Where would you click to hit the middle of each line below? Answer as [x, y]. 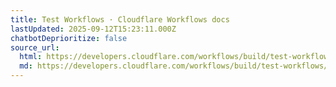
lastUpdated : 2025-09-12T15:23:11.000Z [93, 29]
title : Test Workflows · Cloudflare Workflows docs [120, 19]
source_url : [35, 47]
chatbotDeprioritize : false [69, 38]
